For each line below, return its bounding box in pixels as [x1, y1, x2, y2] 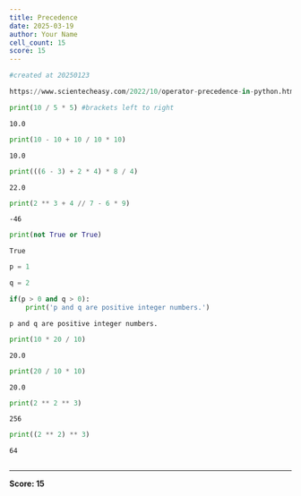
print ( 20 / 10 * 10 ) [9, 366, 87, 376]
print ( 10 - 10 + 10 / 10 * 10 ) [9, 135, 126, 144]
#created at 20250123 [9, 71, 90, 81]
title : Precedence [9, 13, 78, 22]
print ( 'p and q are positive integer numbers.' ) [25, 303, 211, 312]
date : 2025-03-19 [9, 21, 74, 30]
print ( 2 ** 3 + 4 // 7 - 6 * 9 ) [9, 199, 131, 208]
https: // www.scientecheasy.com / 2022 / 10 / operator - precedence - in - [9, 87, 254, 96]
